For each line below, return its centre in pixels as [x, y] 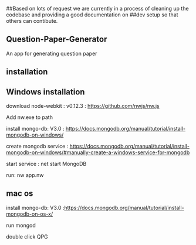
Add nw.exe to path [29, 117]
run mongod [21, 225]
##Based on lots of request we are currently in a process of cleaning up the [97, 8]
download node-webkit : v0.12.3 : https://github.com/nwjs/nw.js [83, 106]
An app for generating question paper [52, 53]
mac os [20, 194]
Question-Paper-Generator [57, 40]
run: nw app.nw [25, 175]
